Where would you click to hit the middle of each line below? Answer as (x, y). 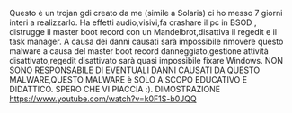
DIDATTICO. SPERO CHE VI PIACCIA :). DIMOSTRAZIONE (115, 89)
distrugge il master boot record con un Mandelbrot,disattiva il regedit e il (143, 32)
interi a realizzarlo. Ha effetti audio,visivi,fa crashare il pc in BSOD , (133, 22)
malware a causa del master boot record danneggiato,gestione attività (139, 51)
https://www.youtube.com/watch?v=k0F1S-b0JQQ (103, 99)
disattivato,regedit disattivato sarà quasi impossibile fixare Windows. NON (146, 61)
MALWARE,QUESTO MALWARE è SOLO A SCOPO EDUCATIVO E (128, 79)
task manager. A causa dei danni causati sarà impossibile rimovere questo (146, 41)
